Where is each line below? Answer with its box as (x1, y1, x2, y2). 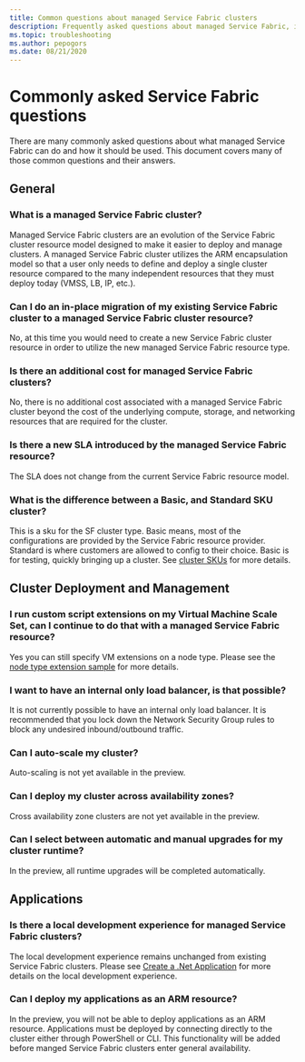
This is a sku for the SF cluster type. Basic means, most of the (9, 525, 241, 536)
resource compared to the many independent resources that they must (9, 267, 275, 278)
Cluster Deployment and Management (9, 581, 230, 596)
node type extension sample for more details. (9, 661, 179, 672)
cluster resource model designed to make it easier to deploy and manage (9, 238, 283, 250)
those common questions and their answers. (9, 155, 176, 166)
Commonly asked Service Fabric (9, 86, 260, 107)
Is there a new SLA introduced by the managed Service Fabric (9, 438, 288, 451)
